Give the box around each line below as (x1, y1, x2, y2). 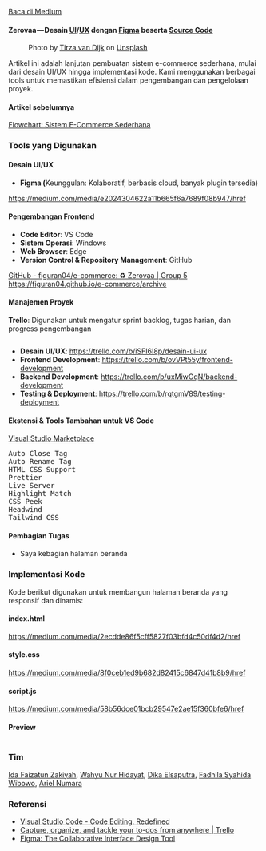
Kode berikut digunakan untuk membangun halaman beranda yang (8, 587, 228, 596)
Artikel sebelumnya (8, 102, 75, 111)
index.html (8, 614, 46, 623)
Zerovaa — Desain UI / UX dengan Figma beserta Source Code (8, 25, 213, 34)
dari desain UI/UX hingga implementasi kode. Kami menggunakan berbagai (8, 67, 256, 77)
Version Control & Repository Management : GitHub (19, 255, 193, 264)
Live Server (8, 481, 55, 490)
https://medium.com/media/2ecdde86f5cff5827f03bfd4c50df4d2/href (8, 631, 241, 641)
